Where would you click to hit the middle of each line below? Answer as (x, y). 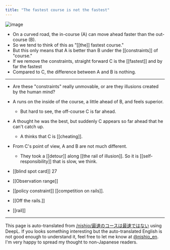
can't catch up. (28, 127)
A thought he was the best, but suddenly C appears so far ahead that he (88, 121)
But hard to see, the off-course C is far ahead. (68, 111)
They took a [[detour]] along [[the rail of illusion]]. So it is (79, 156)
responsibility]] (36, 161)
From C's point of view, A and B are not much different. (70, 146)
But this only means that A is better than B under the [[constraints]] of (85, 50)
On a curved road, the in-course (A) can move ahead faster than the (83, 34)
